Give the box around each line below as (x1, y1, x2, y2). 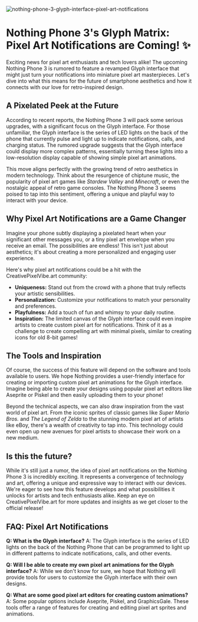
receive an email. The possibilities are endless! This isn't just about (6, 242, 169, 249)
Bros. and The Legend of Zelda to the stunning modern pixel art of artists (6, 416, 184, 423)
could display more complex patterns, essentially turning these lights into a (6, 147, 188, 154)
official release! (6, 505, 44, 512)
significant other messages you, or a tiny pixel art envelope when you (6, 236, 175, 243)
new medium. (6, 434, 39, 442)
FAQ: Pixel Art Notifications (6, 522, 109, 532)
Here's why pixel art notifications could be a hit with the (6, 266, 141, 273)
